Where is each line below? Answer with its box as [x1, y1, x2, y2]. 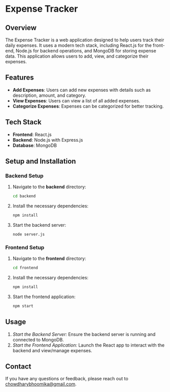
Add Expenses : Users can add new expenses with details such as [12, 87, 151, 93]
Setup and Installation [5, 157, 76, 166]
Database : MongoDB [12, 142, 57, 148]
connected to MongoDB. [12, 336, 64, 343]
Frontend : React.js [12, 131, 52, 138]
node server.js [12, 232, 45, 237]
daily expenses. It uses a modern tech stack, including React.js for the [5, 42, 152, 48]
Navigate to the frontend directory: [12, 255, 86, 262]
